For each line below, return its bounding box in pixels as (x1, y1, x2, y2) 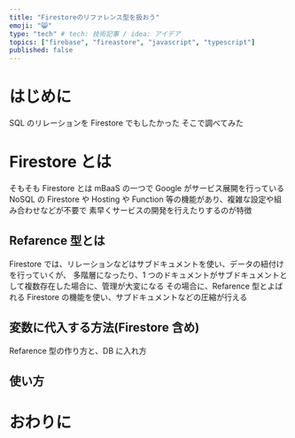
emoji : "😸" (9, 21, 52, 30)
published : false (9, 46, 74, 55)
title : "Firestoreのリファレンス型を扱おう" (9, 12, 160, 22)
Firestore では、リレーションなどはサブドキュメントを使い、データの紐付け (9, 258, 284, 269)
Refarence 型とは (9, 234, 105, 249)
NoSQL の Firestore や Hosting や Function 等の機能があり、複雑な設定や (9, 194, 275, 204)
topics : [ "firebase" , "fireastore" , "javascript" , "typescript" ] (9, 37, 255, 47)
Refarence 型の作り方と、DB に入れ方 (9, 345, 148, 356)
